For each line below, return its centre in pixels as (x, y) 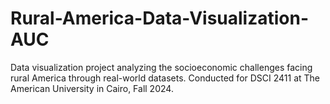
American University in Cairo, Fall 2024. (92, 88)
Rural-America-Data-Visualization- (160, 18)
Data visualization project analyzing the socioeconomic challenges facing (161, 67)
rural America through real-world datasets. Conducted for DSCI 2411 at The (165, 78)
